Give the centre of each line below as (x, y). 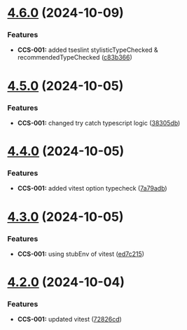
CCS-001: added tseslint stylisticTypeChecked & (88, 50)
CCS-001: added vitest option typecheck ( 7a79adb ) (92, 188)
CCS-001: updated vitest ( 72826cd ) (70, 319)
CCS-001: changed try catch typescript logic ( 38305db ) (99, 123)
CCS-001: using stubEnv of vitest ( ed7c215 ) (81, 254)
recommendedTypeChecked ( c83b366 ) (75, 57)
